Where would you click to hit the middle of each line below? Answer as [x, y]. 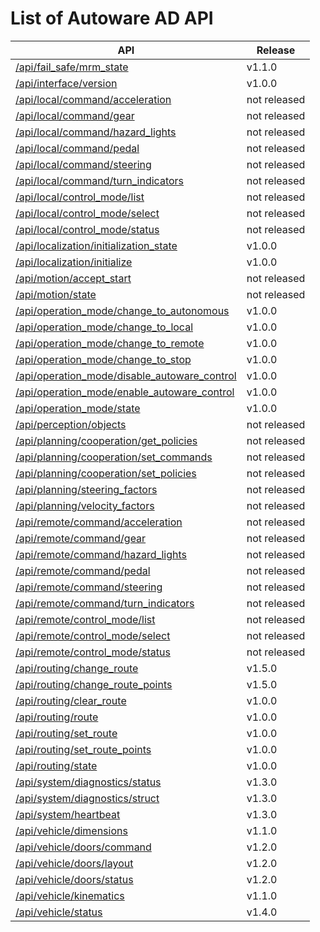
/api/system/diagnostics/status [88, 782]
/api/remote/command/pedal [83, 570]
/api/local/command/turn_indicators [100, 180]
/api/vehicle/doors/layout [74, 863]
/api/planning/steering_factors [86, 489]
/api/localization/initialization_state [96, 245]
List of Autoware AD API [112, 18]
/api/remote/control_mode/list [85, 619]
